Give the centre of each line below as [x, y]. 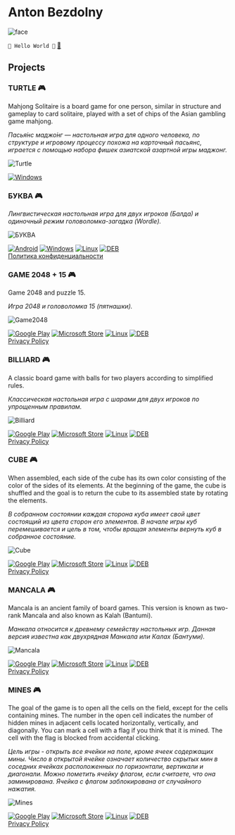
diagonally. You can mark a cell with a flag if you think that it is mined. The [115, 731]
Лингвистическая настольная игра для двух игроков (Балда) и [103, 214]
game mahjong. [31, 121]
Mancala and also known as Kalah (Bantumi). [88, 616]
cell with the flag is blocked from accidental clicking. [84, 738]
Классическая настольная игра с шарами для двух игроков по [104, 399]
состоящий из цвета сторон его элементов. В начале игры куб [103, 521]
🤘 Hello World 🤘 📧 [35, 45]
